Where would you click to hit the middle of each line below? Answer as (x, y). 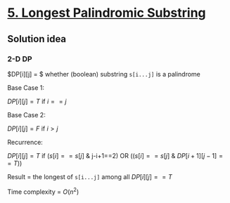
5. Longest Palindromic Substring (107, 13)
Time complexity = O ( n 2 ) (43, 191)
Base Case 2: (26, 114)
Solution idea (37, 39)
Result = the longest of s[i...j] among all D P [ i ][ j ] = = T (90, 176)
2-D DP (20, 59)
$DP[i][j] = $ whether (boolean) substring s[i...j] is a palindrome (104, 74)
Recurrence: (25, 142)
